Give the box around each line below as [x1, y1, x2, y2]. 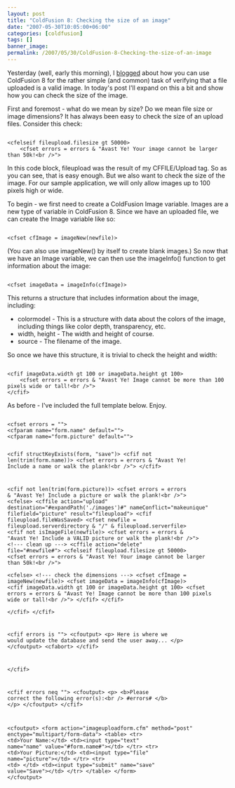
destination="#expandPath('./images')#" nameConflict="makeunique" [7, 504, 209, 511]
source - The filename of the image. [17, 337, 122, 345]
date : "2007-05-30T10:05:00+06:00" [7, 23, 112, 30]
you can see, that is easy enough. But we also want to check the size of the [7, 171, 226, 180]
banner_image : [7, 43, 49, 50]
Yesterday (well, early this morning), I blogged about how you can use [7, 68, 210, 77]
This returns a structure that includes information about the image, [7, 293, 200, 302]
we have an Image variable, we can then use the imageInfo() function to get [7, 254, 226, 262]
